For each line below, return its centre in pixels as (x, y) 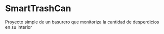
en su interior (19, 27)
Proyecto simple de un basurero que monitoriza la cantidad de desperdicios (82, 22)
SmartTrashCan (38, 8)
